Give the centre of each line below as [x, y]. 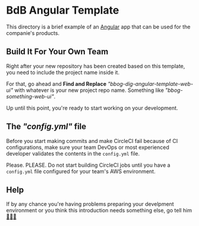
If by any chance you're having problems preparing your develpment [90, 204]
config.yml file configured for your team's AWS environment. [81, 171]
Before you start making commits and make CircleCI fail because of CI [92, 141]
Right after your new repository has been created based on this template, [96, 66]
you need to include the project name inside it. [63, 72]
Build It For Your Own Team [57, 52]
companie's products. [33, 33]
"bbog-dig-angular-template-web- [151, 84]
